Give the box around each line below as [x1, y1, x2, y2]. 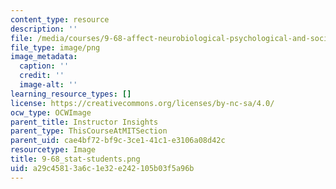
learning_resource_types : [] [10, 89, 132, 99]
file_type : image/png [10, 42, 101, 53]
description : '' [10, 24, 78, 34]
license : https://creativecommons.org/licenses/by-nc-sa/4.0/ [10, 98, 275, 108]
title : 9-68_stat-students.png [10, 154, 141, 164]
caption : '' [19, 61, 70, 71]
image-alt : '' [19, 80, 78, 90]
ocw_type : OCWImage [10, 107, 92, 118]
